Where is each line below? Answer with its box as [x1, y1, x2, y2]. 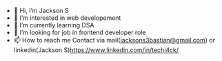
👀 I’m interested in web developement [13, 14, 121, 22]
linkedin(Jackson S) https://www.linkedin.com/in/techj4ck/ [13, 46, 179, 54]
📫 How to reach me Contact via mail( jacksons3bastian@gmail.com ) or [13, 36, 216, 44]
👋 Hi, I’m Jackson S [13, 7, 69, 14]
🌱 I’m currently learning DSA [13, 21, 94, 29]
